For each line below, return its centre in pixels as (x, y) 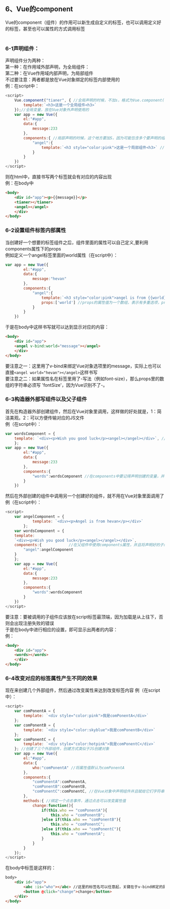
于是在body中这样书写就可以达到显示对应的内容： (57, 327)
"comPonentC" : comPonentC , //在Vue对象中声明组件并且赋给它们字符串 (98, 792)
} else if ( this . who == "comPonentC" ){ (81, 829)
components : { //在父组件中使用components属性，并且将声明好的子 (89, 545)
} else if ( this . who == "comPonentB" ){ (81, 820)
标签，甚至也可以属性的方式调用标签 (47, 28)
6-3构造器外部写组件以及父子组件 (46, 399)
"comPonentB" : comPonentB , (59, 787)
